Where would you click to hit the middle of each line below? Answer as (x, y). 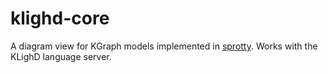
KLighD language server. (61, 56)
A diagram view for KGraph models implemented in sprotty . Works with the (164, 46)
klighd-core (60, 18)
